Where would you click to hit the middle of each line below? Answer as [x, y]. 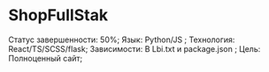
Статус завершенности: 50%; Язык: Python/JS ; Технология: [122, 40]
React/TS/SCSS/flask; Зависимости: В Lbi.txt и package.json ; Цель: [134, 48]
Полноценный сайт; [46, 58]
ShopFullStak [58, 15]
